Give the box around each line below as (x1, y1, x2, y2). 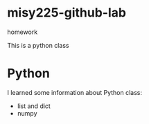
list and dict (17, 102, 51, 110)
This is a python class (7, 41, 69, 49)
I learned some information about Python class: (7, 88, 143, 96)
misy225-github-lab (7, 5, 127, 21)
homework (7, 28, 38, 36)
